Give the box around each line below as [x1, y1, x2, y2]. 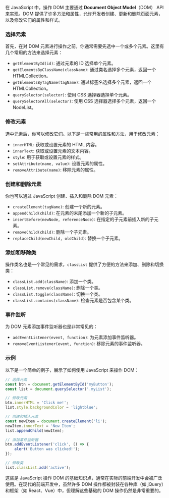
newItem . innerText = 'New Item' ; [5, 423, 76, 428]
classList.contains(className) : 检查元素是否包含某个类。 [12, 297, 134, 304]
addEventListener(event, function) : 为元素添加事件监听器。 [12, 335, 139, 341]
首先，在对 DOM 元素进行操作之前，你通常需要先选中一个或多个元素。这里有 [5, 43, 164, 49]
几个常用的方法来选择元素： [5, 49, 63, 56]
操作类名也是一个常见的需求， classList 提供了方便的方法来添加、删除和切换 [5, 261, 164, 267]
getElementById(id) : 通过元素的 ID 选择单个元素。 [12, 60, 116, 67]
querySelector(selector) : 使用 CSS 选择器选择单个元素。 [12, 92, 132, 98]
